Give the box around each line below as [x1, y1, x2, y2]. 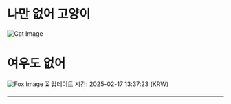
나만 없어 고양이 [7, 6, 91, 22]
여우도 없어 [7, 56, 66, 72]
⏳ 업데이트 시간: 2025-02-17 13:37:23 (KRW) [44, 80, 169, 88]
